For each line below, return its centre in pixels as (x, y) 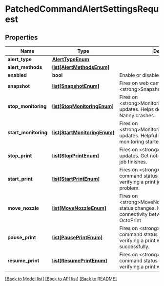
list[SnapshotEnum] (76, 86)
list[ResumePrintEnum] (80, 261)
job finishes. (133, 162)
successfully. (134, 246)
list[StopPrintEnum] (75, 156)
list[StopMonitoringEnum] (83, 106)
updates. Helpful (138, 135)
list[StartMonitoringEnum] (83, 133)
